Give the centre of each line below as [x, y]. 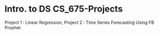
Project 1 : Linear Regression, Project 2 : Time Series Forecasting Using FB [79, 22]
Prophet [12, 27]
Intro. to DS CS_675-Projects [64, 9]
